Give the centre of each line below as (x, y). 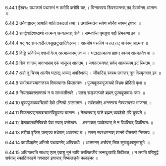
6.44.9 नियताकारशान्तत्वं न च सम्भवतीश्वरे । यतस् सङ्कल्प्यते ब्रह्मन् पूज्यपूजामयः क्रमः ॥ (75, 93)
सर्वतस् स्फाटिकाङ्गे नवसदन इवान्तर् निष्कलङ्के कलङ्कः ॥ (52, 158)
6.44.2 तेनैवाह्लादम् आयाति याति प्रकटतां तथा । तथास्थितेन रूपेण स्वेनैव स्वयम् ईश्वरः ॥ (73, 23)
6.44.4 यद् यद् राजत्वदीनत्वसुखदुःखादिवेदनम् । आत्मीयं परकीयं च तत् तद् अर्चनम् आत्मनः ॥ (77, 43)
